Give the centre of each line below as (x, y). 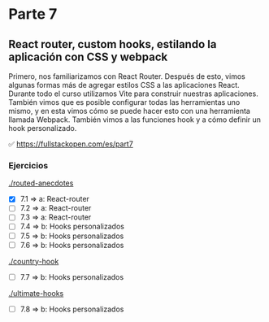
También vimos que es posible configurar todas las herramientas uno (124, 102)
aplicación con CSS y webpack (88, 57)
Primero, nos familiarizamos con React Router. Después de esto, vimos (127, 76)
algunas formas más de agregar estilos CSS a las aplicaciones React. (124, 85)
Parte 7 (33, 14)
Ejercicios (28, 165)
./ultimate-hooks (36, 293)
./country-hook (34, 261)
